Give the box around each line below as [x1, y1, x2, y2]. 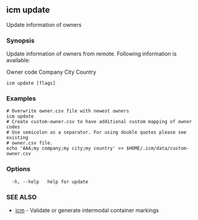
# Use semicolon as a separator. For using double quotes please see [6, 129, 187, 136]
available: [6, 57, 30, 64]
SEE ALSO [6, 193, 37, 201]
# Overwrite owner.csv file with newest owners [6, 108, 130, 115]
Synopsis [6, 36, 35, 44]
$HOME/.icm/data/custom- [126, 146, 189, 152]
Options [6, 165, 30, 173]
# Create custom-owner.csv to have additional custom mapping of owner [6, 119, 192, 125]
